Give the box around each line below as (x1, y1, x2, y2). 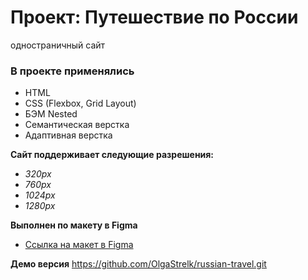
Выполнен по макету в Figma (10, 219, 138, 231)
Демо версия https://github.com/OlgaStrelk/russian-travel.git (10, 258, 267, 270)
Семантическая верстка (24, 119, 130, 131)
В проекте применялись (10, 64, 135, 78)
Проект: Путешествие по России (10, 6, 299, 29)
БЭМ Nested (24, 108, 78, 120)
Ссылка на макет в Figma (24, 239, 134, 251)
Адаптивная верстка (24, 129, 113, 141)
